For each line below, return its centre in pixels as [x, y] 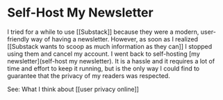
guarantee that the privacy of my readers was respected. [89, 76]
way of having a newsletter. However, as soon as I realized [115, 39]
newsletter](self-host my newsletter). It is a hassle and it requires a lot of [111, 61]
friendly [18, 39]
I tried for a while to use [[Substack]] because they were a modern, [103, 32]
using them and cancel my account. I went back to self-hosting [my [104, 54]
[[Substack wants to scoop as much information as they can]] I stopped [110, 46]
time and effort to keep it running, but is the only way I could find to [104, 68]
